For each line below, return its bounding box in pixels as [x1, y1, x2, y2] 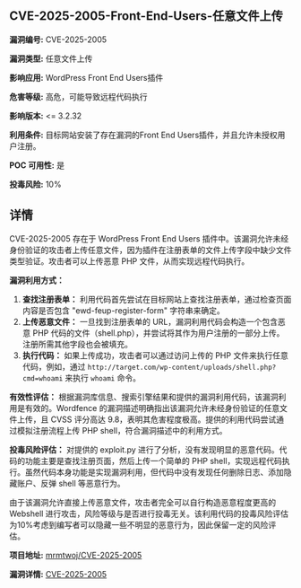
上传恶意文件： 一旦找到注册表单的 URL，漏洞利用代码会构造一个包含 [21, 316, 279, 327]
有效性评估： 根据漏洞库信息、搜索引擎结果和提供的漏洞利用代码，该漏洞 [9, 391, 279, 402]
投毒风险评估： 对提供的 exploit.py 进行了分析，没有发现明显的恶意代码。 [9, 443, 279, 455]
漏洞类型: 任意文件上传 [9, 53, 93, 64]
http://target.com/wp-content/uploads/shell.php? [87, 363, 277, 372]
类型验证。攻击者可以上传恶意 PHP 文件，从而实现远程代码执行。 [9, 255, 250, 267]
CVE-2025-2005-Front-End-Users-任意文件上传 [9, 8, 284, 24]
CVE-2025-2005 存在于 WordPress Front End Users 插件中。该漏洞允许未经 [9, 233, 289, 244]
